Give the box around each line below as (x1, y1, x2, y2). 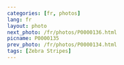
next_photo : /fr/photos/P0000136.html (7, 28, 117, 36)
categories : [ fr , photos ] (7, 9, 80, 17)
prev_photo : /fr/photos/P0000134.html (7, 41, 117, 48)
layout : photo (7, 22, 48, 29)
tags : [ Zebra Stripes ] (7, 48, 72, 55)
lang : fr (7, 16, 32, 23)
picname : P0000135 (7, 35, 59, 42)
